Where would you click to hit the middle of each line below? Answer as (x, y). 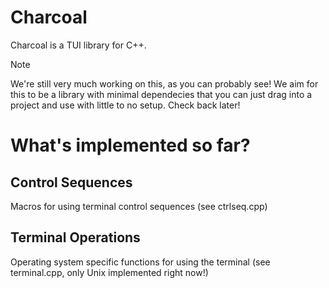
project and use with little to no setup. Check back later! (125, 105)
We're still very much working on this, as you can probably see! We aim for (164, 83)
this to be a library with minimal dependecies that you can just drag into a (161, 94)
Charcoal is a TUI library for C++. (78, 45)
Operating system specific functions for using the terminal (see (140, 262)
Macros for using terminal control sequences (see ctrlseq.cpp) (139, 206)
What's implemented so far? (130, 145)
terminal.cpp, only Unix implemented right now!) (109, 272)
